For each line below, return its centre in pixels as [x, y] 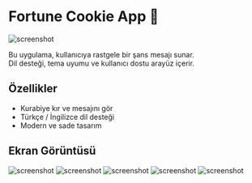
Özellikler [33, 89]
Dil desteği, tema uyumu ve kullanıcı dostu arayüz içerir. [101, 63]
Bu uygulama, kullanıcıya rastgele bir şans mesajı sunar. [101, 54]
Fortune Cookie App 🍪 [84, 17]
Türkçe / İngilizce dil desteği [67, 117]
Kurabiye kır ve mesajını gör [66, 108]
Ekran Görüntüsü [52, 151]
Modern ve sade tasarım [61, 126]
